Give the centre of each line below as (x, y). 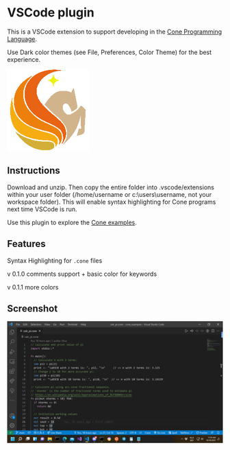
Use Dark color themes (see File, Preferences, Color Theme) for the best (110, 52)
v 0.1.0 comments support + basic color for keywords (82, 274)
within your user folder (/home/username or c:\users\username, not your (110, 194)
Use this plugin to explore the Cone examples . (72, 222)
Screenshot (33, 308)
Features (26, 244)
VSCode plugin (51, 13)
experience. (24, 59)
